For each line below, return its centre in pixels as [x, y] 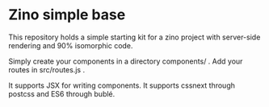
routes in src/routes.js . [47, 69]
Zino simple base [67, 15]
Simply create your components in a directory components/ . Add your [126, 61]
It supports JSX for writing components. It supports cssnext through [122, 85]
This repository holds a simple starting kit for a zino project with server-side [134, 37]
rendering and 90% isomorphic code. [71, 45]
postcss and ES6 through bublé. [62, 93]
